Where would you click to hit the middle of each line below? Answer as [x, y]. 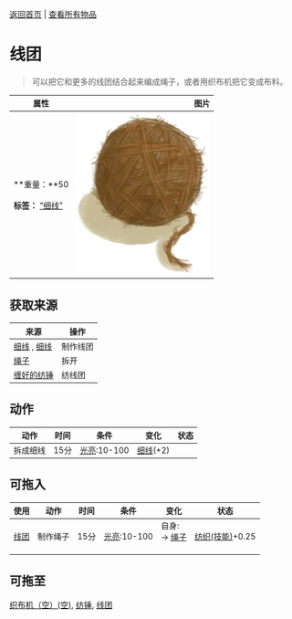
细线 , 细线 [33, 346]
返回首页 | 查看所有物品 [53, 14]
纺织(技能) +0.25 [225, 536]
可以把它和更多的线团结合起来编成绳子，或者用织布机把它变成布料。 [160, 81]
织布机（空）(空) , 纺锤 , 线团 [61, 604]
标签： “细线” [38, 205]
